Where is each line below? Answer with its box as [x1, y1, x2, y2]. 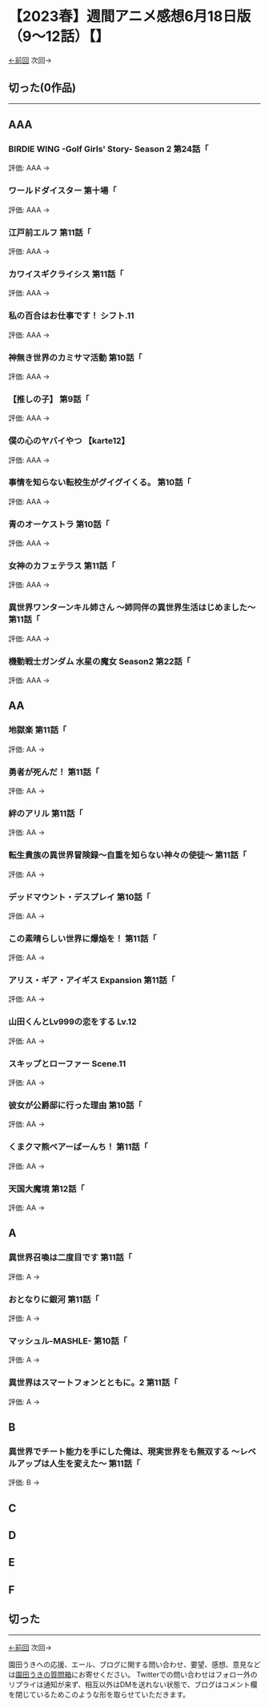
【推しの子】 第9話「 [8, 393, 90, 404]
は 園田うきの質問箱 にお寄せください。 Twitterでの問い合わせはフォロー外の [8, 1669, 258, 1679]
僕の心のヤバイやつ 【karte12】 [8, 436, 130, 447]
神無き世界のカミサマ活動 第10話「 [8, 351, 143, 363]
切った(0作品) [8, 81, 76, 94]
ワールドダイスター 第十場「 [8, 185, 118, 196]
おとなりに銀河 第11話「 [8, 1294, 100, 1305]
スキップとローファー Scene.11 [8, 1058, 126, 1069]
